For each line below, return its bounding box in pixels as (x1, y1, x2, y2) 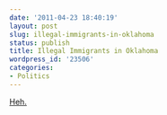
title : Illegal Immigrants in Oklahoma (9, 47, 159, 56)
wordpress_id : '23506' (9, 55, 94, 64)
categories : (9, 64, 54, 73)
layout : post (9, 22, 58, 31)
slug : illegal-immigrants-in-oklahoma (9, 30, 154, 39)
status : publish (9, 38, 70, 48)
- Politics (9, 72, 50, 81)
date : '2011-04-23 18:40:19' (9, 13, 119, 22)
